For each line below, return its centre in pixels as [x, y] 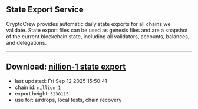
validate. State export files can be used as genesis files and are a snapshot [97, 30]
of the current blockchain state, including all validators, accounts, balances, [98, 36]
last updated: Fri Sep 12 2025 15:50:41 [61, 81]
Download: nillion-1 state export [66, 67]
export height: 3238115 [42, 93]
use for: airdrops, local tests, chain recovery [68, 100]
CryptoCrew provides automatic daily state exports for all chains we [88, 24]
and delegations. [27, 42]
